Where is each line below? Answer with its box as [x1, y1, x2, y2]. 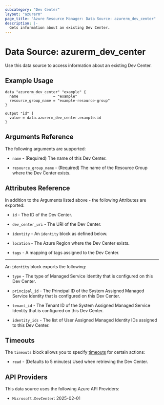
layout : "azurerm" [5, 12, 42, 17]
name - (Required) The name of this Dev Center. [12, 155, 107, 161]
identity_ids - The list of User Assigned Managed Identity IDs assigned [12, 317, 158, 323]
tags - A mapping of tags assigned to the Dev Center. [12, 250, 120, 256]
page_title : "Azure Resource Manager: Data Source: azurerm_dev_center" [5, 16, 156, 21]
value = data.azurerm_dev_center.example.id [9, 115, 102, 120]
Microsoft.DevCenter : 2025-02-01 [12, 395, 81, 401]
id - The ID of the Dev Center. [12, 212, 72, 217]
